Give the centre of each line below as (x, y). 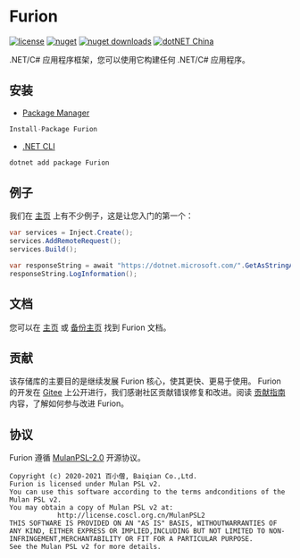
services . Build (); (43, 249)
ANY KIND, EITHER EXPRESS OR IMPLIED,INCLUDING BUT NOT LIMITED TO (137, 531)
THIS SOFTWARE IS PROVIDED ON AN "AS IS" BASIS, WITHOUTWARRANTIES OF (143, 524)
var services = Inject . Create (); (71, 233)
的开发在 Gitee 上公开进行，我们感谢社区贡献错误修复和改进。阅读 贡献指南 (147, 393)
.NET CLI (38, 146)
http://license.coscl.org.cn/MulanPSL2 (131, 516)
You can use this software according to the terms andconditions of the (147, 492)
